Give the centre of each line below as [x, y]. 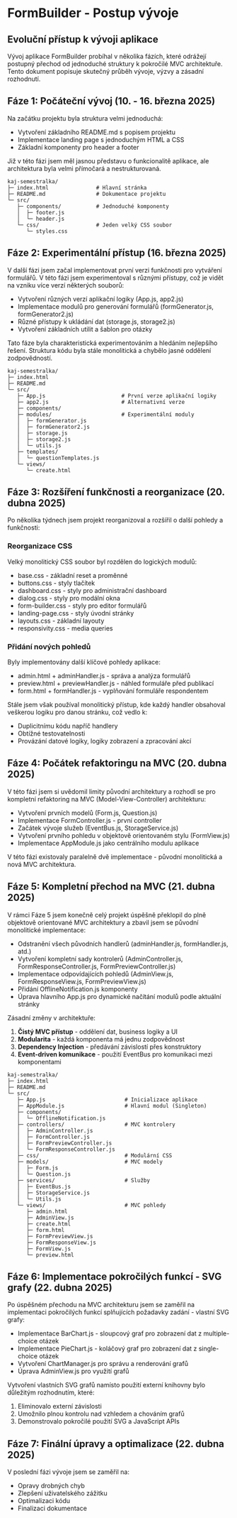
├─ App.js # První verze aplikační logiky [117, 395]
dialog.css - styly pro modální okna [69, 598]
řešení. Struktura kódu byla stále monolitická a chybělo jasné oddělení [109, 350]
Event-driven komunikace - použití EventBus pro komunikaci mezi [115, 1054]
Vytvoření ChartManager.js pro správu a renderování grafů [103, 1364]
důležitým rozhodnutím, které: [51, 1392]
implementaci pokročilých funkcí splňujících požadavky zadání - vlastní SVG [118, 1312]
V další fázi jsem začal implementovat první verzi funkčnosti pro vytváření [115, 270]
